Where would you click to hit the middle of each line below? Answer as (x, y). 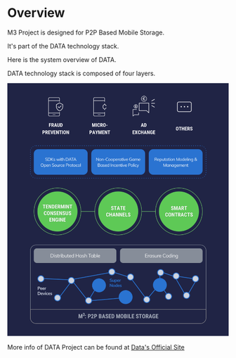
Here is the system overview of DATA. (62, 59)
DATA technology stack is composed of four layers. (81, 73)
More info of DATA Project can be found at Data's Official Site (96, 347)
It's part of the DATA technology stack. (63, 46)
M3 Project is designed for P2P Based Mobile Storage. (86, 32)
